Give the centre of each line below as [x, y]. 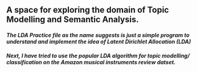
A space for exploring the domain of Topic [88, 10]
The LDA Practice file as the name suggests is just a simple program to [98, 35]
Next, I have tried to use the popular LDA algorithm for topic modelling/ [98, 56]
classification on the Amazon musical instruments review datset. [91, 62]
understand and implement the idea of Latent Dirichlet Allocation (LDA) [99, 41]
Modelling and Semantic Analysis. [73, 20]
